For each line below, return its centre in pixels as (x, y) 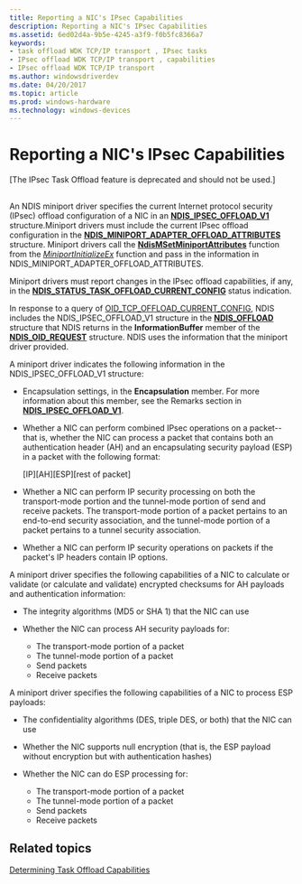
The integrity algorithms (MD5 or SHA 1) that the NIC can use (136, 611)
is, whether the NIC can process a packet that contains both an (156, 437)
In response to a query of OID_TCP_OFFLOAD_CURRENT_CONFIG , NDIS (142, 308)
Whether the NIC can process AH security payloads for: (126, 628)
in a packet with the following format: (91, 456)
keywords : (28, 43)
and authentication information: (68, 593)
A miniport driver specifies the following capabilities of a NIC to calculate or (150, 574)
